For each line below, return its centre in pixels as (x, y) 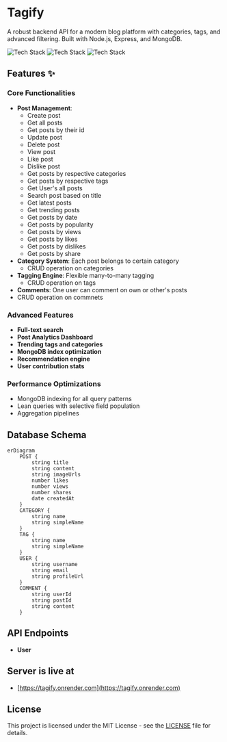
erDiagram (21, 451)
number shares (52, 493)
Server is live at (41, 671)
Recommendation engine (53, 359)
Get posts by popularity (60, 225)
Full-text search (40, 329)
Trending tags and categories (60, 344)
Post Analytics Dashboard (55, 337)
